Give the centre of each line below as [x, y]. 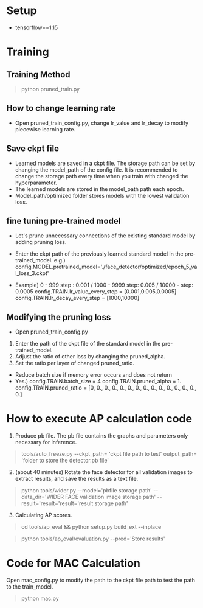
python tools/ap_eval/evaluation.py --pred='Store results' [93, 539]
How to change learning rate [61, 108]
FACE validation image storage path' [110, 497]
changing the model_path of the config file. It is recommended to [96, 169]
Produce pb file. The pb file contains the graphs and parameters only [101, 436]
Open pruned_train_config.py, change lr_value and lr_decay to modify [102, 123]
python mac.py [40, 599]
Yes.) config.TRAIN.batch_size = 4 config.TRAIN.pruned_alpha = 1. [98, 382]
